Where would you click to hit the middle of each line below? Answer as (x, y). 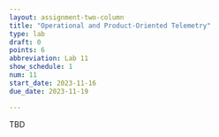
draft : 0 (25, 42)
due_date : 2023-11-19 (49, 91)
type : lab (27, 34)
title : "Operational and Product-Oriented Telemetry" (110, 26)
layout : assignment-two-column (67, 17)
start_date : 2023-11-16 (53, 83)
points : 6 (27, 50)
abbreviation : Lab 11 (49, 58)
